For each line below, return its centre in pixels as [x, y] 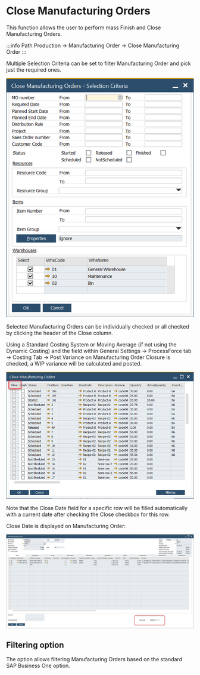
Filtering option [35, 645]
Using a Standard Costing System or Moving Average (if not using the [91, 345]
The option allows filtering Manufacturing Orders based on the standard [94, 659]
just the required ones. [34, 69]
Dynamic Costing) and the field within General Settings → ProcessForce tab [99, 351]
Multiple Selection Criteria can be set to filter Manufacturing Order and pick [99, 63]
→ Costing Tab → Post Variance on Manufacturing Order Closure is [88, 357]
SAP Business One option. [38, 666]
